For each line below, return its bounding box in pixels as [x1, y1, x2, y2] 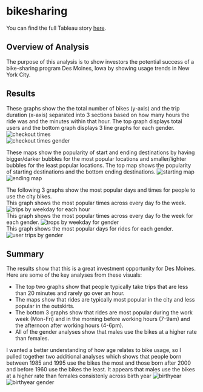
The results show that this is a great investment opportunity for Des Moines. [6, 265, 196, 272]
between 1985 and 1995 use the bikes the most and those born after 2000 [6, 359, 191, 367]
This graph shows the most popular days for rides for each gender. [6, 225, 174, 232]
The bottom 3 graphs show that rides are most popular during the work [15, 309, 193, 316]
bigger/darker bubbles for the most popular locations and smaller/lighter [6, 155, 187, 162]
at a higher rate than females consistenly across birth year [6, 372, 151, 380]
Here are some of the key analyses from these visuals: [6, 271, 142, 279]
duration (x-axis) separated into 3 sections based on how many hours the [6, 111, 190, 118]
